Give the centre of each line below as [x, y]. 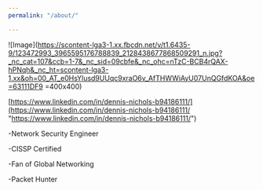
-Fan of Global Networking [51, 164]
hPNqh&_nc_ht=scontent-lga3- [58, 69]
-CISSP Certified [35, 148]
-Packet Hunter [33, 179]
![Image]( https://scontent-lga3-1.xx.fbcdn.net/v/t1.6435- [99, 45]
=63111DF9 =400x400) [45, 86]
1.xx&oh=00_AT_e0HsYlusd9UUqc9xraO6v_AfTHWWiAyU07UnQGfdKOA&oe [131, 78]
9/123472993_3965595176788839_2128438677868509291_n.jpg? [115, 53]
